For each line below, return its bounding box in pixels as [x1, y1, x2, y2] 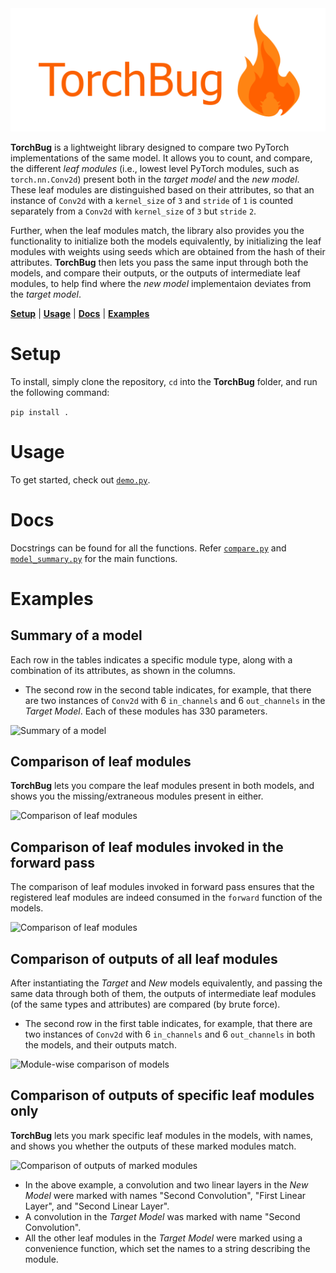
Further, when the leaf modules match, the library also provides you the [10, 224, 305, 236]
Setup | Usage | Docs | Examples [10, 307, 150, 319]
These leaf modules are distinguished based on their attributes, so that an [10, 183, 315, 196]
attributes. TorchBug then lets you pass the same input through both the [10, 256, 309, 268]
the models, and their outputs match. [24, 1039, 177, 1051]
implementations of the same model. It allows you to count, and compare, [10, 152, 313, 164]
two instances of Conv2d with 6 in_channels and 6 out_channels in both [24, 1028, 316, 1041]
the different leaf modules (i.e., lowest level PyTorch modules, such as [10, 162, 300, 174]
